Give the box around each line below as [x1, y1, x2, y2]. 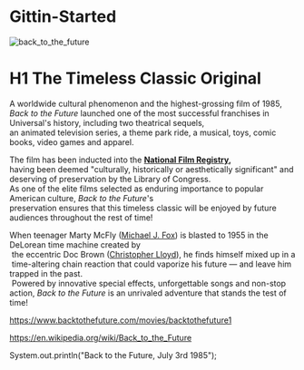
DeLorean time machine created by [9, 239, 141, 250]
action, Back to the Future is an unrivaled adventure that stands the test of [9, 287, 288, 298]
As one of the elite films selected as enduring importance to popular [9, 183, 264, 194]
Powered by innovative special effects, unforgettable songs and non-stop [11, 277, 287, 288]
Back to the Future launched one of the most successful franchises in [9, 107, 270, 119]
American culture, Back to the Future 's [9, 192, 154, 203]
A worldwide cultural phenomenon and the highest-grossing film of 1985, [9, 98, 283, 109]
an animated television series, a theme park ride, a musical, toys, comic [9, 127, 277, 138]
